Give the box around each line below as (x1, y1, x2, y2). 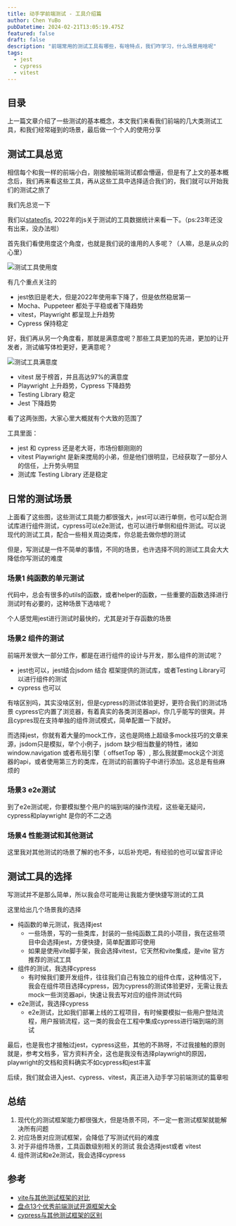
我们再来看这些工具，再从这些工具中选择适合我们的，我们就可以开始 (25, 177, 223, 185)
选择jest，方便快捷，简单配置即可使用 (46, 937, 156, 946)
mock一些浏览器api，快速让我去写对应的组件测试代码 (27, 990, 183, 998)
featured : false (7, 30, 55, 37)
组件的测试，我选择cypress (17, 964, 96, 972)
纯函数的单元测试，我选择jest (17, 920, 103, 928)
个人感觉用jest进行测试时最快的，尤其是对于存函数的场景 (7, 614, 172, 622)
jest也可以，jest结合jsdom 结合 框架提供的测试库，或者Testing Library (17, 665, 220, 674)
